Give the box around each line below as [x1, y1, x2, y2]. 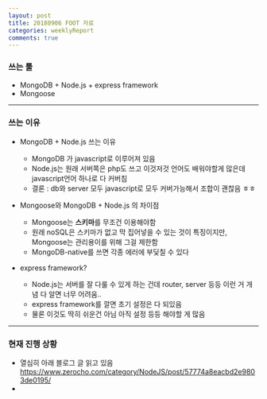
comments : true [8, 33, 59, 42]
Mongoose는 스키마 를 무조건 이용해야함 [31, 217, 157, 227]
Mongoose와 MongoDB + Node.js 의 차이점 [19, 200, 160, 210]
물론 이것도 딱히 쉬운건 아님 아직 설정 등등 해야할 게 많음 [31, 309, 206, 319]
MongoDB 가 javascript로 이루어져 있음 [31, 153, 156, 163]
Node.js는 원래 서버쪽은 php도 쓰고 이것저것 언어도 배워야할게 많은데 [31, 164, 246, 173]
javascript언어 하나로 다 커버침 [31, 173, 128, 183]
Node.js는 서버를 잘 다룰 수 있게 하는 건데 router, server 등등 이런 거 [31, 279, 245, 289]
